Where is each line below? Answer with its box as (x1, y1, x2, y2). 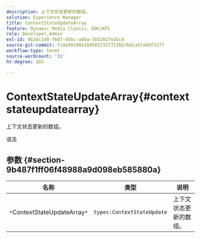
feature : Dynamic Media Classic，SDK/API (6, 25, 110, 32)
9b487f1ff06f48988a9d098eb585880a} (6, 164, 162, 175)
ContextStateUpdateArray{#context (6, 90, 190, 103)
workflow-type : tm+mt (6, 48, 60, 54)
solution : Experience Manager (6, 14, 82, 20)
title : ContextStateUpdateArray (6, 20, 87, 26)
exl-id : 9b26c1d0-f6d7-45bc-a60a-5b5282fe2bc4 (6, 36, 124, 42)
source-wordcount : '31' (6, 53, 66, 59)
